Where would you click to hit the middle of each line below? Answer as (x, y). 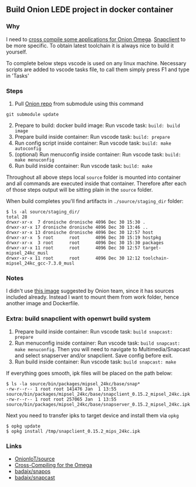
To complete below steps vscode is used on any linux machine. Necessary (96, 63)
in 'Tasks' (18, 75)
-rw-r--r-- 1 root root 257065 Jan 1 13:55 (61, 399)
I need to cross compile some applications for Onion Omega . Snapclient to (96, 39)
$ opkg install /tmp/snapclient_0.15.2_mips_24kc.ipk (73, 431)
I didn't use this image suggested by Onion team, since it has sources (90, 291)
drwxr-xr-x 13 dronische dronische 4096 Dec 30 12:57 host (80, 232)
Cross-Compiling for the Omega (53, 465)
